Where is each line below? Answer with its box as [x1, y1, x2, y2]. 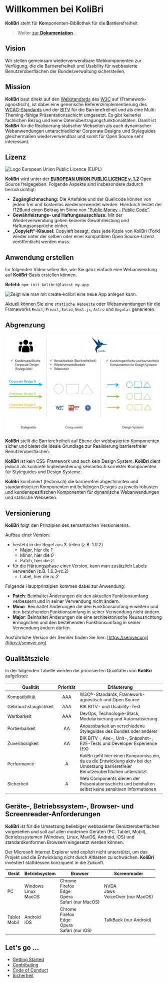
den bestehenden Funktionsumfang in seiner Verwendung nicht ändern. [12, 609, 161, 615]
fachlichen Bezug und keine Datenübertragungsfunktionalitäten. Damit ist [5, 117, 156, 123]
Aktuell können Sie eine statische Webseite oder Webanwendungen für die [5, 301, 160, 307]
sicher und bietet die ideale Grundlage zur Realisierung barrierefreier [5, 443, 147, 449]
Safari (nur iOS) [59, 927, 92, 933]
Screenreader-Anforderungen [5, 810, 101, 818]
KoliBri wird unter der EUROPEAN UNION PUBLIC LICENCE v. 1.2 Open [5, 176, 151, 182]
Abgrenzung [5, 321, 45, 329]
